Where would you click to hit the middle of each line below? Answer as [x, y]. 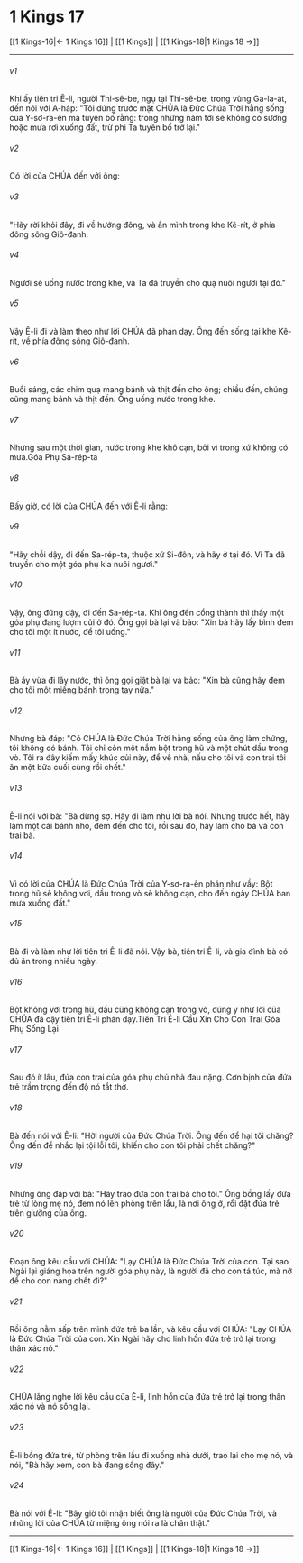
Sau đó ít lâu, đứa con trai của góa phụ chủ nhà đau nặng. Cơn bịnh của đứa [151, 1077]
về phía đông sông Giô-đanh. [76, 341]
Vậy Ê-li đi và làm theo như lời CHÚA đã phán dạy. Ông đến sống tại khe [143, 331]
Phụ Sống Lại [34, 1029]
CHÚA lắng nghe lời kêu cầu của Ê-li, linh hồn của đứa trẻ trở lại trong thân [147, 1397]
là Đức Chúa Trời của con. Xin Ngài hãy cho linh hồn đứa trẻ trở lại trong [143, 1339]
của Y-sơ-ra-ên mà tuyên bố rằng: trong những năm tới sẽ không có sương [148, 118]
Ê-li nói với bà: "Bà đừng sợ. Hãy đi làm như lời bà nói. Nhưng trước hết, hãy [150, 816]
